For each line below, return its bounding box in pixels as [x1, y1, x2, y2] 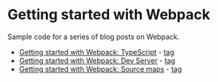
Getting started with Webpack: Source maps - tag [18, 64, 182, 73]
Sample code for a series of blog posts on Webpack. [7, 32, 180, 41]
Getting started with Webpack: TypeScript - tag [18, 47, 175, 57]
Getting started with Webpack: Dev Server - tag [18, 56, 176, 65]
